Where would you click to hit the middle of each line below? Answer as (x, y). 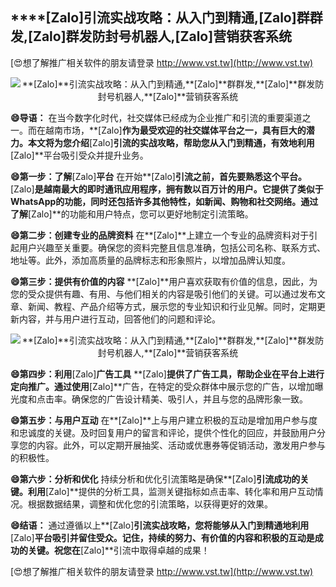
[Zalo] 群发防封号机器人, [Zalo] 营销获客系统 (160, 36)
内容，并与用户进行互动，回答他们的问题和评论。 (119, 319)
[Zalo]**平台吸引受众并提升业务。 (79, 155)
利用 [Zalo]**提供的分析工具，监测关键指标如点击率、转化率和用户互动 (171, 491)
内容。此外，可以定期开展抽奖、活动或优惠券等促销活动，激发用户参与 (181, 445)
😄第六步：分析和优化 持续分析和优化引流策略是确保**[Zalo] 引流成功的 (155, 479)
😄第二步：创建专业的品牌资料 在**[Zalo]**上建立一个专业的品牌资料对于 (160, 235)
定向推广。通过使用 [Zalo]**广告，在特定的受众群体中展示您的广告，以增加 (162, 386)
